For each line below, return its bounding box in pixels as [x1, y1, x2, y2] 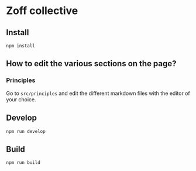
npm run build [6, 160, 41, 166]
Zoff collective [6, 4, 78, 18]
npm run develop [6, 128, 46, 134]
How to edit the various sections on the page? [6, 59, 177, 69]
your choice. [6, 95, 36, 103]
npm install [6, 43, 35, 49]
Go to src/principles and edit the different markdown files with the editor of [6, 90, 190, 97]
